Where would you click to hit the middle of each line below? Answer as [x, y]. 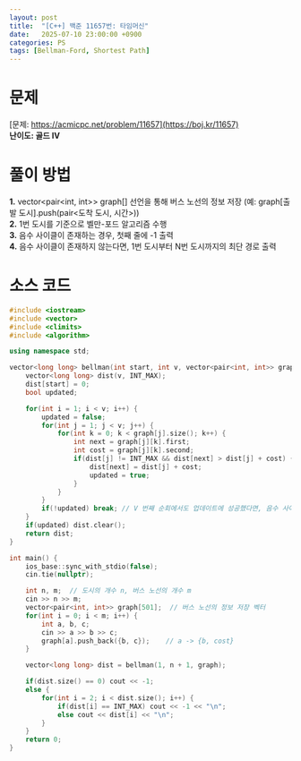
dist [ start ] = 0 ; [58, 385]
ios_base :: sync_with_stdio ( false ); [92, 566]
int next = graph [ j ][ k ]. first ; [132, 442]
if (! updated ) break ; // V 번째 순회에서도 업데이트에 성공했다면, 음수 [160, 509]
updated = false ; [73, 417]
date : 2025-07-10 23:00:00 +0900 [76, 34]
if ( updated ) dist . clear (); [76, 526]
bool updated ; [52, 392]
